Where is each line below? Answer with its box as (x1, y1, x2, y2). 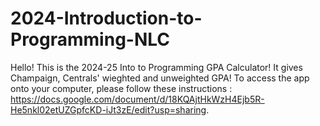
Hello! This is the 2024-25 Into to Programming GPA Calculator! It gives (10, 61, 303, 73)
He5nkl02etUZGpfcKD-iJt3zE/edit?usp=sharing (10, 103, 207, 116)
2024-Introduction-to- (10, 7, 203, 30)
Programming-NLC (10, 28, 171, 51)
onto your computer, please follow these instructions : (10, 82, 233, 94)
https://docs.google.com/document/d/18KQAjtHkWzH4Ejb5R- (10, 93, 265, 105)
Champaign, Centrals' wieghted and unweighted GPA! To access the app (10, 72, 310, 84)
